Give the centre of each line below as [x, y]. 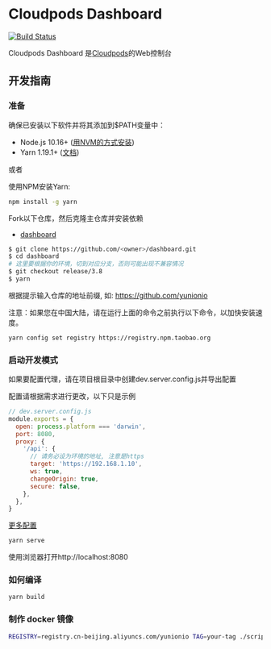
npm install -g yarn [43, 202]
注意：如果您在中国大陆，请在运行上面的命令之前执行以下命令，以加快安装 [132, 312]
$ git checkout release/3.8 [56, 272]
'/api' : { [40, 449]
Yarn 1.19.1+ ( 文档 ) [50, 152]
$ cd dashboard [34, 256]
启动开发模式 [33, 360]
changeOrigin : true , [64, 479]
